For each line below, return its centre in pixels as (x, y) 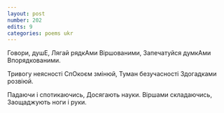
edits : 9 (20, 27)
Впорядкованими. (34, 61)
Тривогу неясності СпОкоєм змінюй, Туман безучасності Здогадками (112, 74)
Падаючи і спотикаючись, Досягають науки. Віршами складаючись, (110, 95)
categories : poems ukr (40, 33)
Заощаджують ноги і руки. (47, 103)
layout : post (26, 14)
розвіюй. (20, 82)
